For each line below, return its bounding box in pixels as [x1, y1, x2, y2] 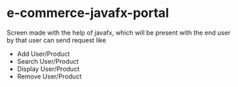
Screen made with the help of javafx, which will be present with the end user [6, 28, 231, 37]
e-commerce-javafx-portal [6, 5, 170, 21]
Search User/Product [16, 57, 79, 65]
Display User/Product [16, 64, 80, 73]
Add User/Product [16, 50, 70, 58]
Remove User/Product [16, 72, 82, 81]
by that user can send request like [6, 35, 107, 44]
